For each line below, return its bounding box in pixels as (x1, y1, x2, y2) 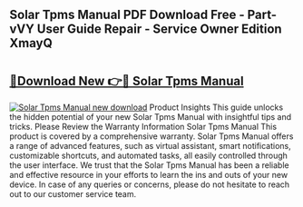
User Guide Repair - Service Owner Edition (36, 22, 283, 37)
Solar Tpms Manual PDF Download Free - (9, 7, 245, 23)
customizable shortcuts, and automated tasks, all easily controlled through (9, 150, 288, 161)
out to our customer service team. (9, 189, 137, 199)
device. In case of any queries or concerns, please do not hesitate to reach (9, 179, 290, 190)
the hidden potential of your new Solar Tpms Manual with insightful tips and (9, 112, 292, 122)
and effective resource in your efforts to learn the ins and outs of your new (9, 170, 288, 180)
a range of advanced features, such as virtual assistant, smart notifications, (9, 141, 292, 151)
